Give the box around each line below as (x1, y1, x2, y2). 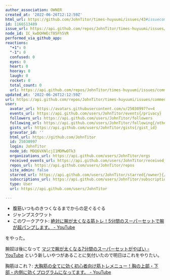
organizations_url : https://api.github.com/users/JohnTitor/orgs (10, 153, 151, 158)
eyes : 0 (10, 59, 26, 64)
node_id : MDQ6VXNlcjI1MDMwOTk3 (10, 149, 76, 154)
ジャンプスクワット (12, 211, 53, 218)
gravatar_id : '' (10, 130, 44, 135)
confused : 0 (10, 54, 35, 60)
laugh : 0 (10, 73, 28, 78)
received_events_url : (10, 158, 56, 163)
